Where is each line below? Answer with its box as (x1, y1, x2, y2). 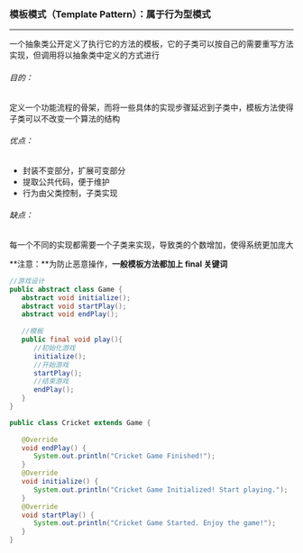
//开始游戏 (32, 360, 69, 369)
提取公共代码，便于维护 (22, 176, 110, 186)
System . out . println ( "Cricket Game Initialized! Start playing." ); (32, 485, 289, 494)
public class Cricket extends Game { (9, 418, 151, 427)
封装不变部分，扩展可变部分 (22, 165, 126, 176)
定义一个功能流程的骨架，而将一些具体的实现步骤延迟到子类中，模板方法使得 (9, 102, 294, 113)
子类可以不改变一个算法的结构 (9, 113, 120, 123)
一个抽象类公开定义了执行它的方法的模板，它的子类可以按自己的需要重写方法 (9, 39, 294, 50)
